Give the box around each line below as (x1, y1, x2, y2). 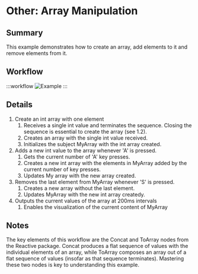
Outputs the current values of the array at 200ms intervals (14, 197, 157, 204)
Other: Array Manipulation (6, 4, 138, 18)
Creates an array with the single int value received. (23, 134, 148, 141)
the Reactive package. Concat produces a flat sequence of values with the (6, 243, 189, 250)
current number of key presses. (23, 166, 101, 173)
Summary (6, 28, 43, 38)
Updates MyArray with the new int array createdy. (23, 191, 145, 198)
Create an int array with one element (14, 115, 104, 123)
